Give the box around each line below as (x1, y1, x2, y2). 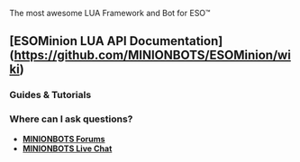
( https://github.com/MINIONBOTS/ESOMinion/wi (9, 48, 291, 63)
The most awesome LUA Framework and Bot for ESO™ (9, 8, 211, 18)
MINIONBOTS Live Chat (22, 143, 113, 154)
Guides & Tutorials (9, 89, 92, 102)
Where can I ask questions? (9, 112, 133, 125)
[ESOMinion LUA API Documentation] (9, 33, 223, 49)
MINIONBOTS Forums (22, 133, 105, 144)
